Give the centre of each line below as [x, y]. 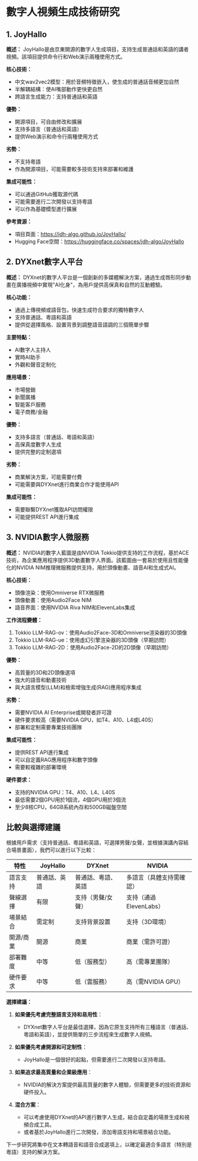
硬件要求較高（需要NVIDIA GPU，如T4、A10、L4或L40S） [85, 720]
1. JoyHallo [27, 34]
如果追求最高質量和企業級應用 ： [53, 1072]
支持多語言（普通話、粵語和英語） [56, 437]
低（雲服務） [93, 982]
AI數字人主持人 [33, 350]
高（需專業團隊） [150, 962]
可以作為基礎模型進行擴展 [46, 209]
